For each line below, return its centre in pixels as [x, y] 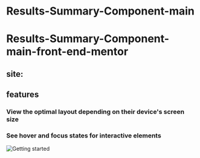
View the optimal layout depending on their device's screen [95, 112]
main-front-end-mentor [67, 52]
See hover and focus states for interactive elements [84, 136]
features [23, 95]
